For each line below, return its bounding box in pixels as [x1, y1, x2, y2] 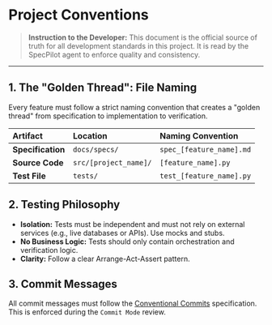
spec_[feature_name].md [159, 144, 252, 154]
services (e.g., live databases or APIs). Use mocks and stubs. [19, 228, 225, 237]
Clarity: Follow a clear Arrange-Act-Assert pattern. [19, 254, 190, 263]
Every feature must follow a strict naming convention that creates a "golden [8, 102, 261, 112]
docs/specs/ [72, 144, 119, 154]
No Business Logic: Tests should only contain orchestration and [19, 237, 235, 246]
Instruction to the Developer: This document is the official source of [28, 32, 257, 42]
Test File [12, 170, 46, 182]
